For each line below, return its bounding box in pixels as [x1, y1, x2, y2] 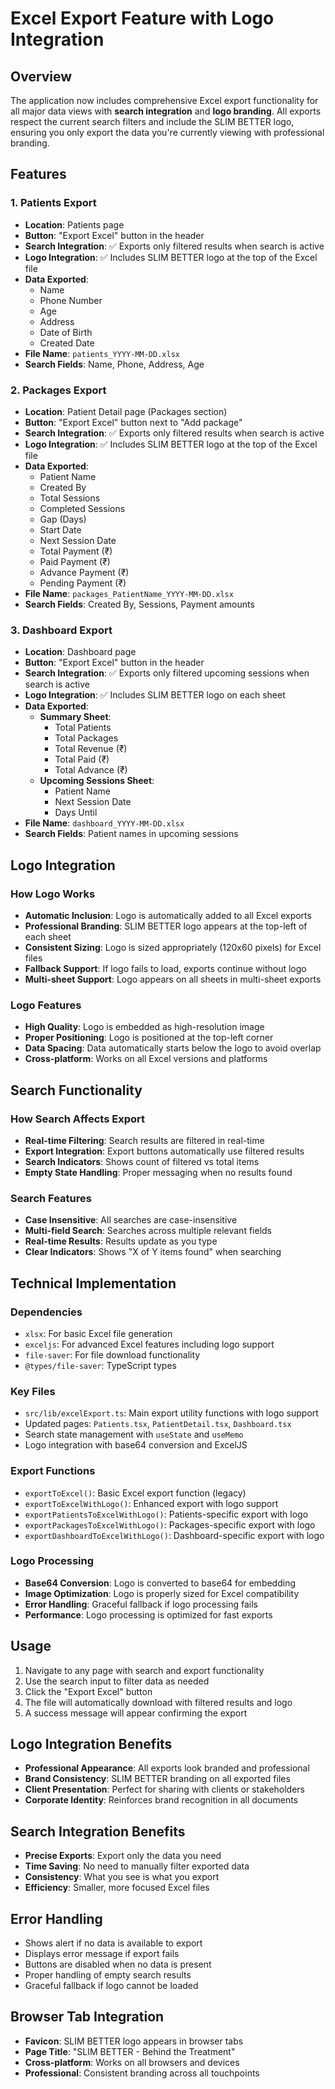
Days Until [54, 807, 98, 819]
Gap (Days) [39, 513, 87, 525]
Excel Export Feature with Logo [10, 7, 275, 30]
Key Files [10, 1384, 56, 1398]
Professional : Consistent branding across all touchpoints [24, 2067, 260, 2079]
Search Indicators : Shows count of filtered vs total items [24, 1155, 260, 1167]
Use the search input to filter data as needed [24, 1675, 210, 1687]
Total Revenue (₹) [54, 743, 128, 755]
